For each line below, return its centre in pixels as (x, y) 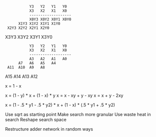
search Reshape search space (36, 120)
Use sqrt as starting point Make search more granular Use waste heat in (78, 114)
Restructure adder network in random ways (49, 129)
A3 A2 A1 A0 (48, 59)
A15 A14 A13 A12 (21, 76)
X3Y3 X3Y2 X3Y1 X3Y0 (29, 37)
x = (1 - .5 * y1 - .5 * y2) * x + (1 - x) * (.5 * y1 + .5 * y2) (60, 105)
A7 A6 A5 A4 (37, 63)
